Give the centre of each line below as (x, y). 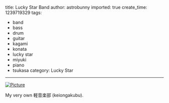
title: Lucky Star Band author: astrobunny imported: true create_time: (76, 7)
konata (20, 49)
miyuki (19, 60)
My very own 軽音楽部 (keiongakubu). (45, 95)
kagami (20, 44)
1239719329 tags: (23, 13)
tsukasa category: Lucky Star (43, 70)
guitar (19, 38)
